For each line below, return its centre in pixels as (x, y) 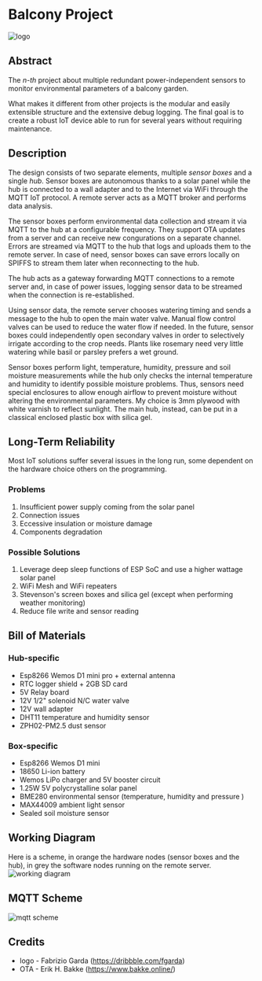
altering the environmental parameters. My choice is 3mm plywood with (124, 400)
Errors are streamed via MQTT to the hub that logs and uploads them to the (129, 246)
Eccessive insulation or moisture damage (86, 523)
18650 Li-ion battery (52, 771)
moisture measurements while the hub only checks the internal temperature (131, 375)
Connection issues (49, 515)
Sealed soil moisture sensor (64, 813)
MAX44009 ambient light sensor (72, 805)
